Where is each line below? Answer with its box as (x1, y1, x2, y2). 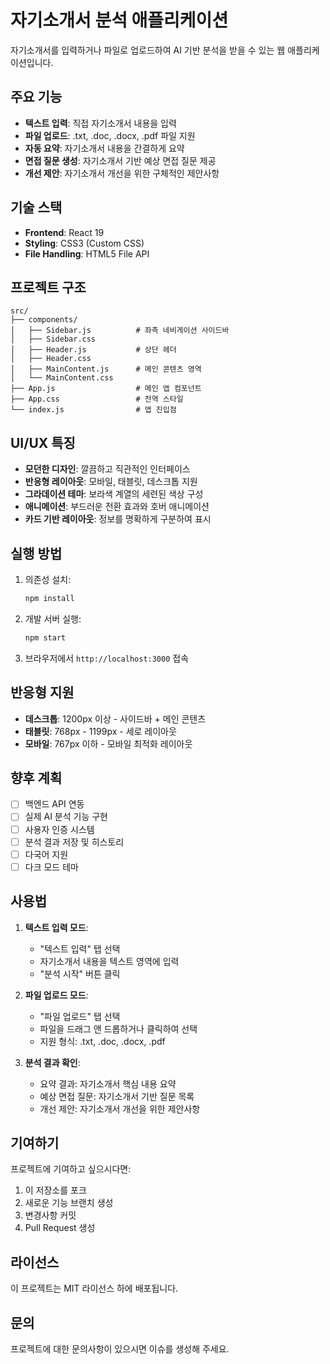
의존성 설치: (24, 574, 72, 585)
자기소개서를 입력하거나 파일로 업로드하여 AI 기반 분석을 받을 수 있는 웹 (10, 44, 286, 56)
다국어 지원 (24, 848, 69, 860)
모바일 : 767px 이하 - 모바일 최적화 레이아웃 (24, 737, 193, 750)
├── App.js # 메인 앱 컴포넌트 (10, 384, 202, 394)
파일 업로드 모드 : (24, 989, 89, 1001)
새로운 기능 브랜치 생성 (24, 1197, 114, 1209)
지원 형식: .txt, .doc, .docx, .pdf (39, 1035, 166, 1047)
